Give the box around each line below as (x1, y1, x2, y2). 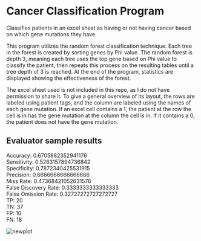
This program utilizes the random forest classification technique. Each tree (6, 42, 193, 50)
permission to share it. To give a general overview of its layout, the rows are (6, 92, 195, 100)
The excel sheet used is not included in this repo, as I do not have (6, 86, 170, 93)
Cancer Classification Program (6, 4, 165, 18)
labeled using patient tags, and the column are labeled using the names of (6, 98, 191, 106)
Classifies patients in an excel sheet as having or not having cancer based (6, 24, 191, 31)
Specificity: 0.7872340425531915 (6, 164, 90, 172)
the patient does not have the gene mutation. (6, 118, 119, 125)
